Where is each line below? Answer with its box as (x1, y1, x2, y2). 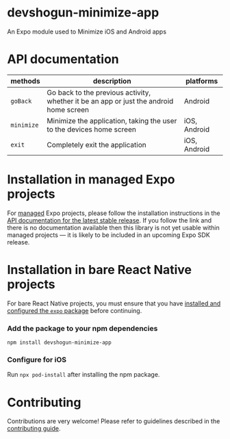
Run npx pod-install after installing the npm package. (7, 371, 160, 379)
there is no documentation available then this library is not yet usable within (7, 223, 220, 231)
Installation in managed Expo (7, 172, 175, 188)
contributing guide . (7, 425, 61, 433)
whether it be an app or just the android (47, 96, 174, 105)
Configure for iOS (7, 355, 67, 364)
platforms (186, 76, 218, 86)
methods (10, 76, 40, 86)
